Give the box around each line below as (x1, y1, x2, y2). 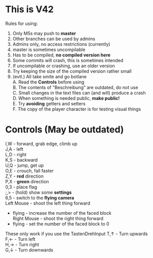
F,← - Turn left (5, 236, 35, 242)
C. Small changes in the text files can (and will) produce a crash (12, 90, 146, 96)
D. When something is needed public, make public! (12, 95, 120, 101)
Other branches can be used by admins (12, 36, 95, 42)
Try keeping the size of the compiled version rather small (12, 68, 132, 74)
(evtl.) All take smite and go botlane (12, 73, 87, 79)
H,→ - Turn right (5, 241, 40, 247)
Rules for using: (5, 20, 38, 26)
